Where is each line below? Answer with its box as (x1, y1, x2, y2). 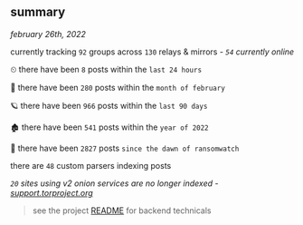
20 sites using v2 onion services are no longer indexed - (10, 178, 219, 189)
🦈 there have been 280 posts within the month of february (10, 82, 225, 93)
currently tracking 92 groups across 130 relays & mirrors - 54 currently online (10, 46, 295, 57)
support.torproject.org (10, 187, 93, 198)
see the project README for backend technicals (32, 205, 212, 216)
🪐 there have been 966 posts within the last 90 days (10, 100, 208, 111)
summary (10, 5, 66, 20)
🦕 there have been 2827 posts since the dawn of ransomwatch (10, 142, 240, 153)
